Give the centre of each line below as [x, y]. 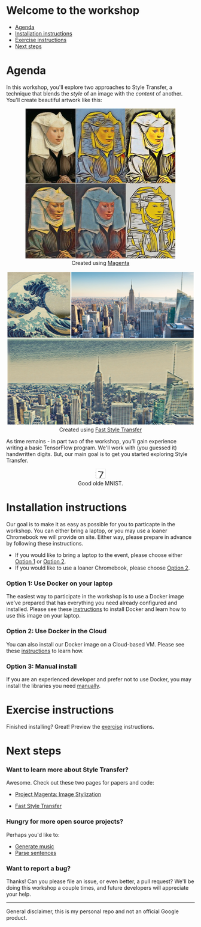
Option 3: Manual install [42, 666]
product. [17, 917]
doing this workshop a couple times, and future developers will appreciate [98, 887]
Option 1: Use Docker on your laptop [60, 583]
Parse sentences [36, 853]
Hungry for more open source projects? [65, 822]
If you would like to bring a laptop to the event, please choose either [99, 555]
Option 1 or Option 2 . [40, 561]
